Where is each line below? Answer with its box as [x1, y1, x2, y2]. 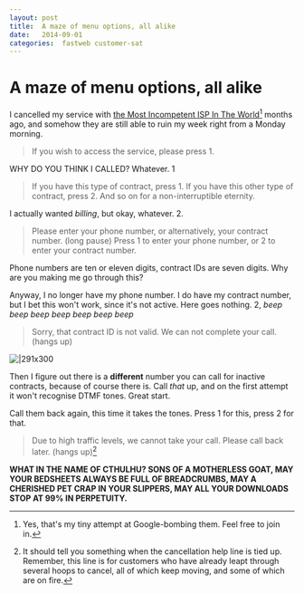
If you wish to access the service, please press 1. [31, 146, 215, 157]
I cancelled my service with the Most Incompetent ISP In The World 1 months [9, 108, 293, 120]
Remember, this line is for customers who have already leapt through [22, 555, 280, 566]
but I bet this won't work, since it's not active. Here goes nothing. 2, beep [9, 299, 283, 310]
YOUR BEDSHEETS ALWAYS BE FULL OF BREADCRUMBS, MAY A [9, 473, 257, 484]
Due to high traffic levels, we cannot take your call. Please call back [31, 435, 284, 445]
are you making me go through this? [9, 272, 144, 283]
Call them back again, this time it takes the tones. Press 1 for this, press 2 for [9, 407, 294, 418]
